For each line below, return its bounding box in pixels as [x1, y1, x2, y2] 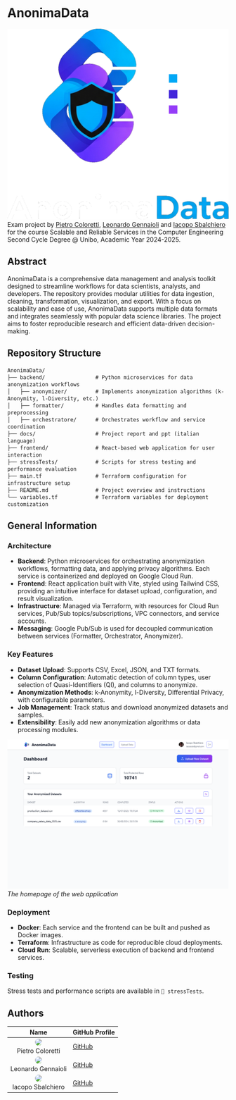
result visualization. [17, 594, 74, 603]
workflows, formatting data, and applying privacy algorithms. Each [17, 564, 210, 573]
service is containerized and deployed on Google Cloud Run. [17, 572, 193, 581]
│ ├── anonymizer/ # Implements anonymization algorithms [7, 388, 212, 395]
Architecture [7, 541, 52, 550]
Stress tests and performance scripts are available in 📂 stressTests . [7, 987, 204, 995]
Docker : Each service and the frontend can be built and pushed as [17, 923, 211, 932]
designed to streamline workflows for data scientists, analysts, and [7, 282, 201, 290]
